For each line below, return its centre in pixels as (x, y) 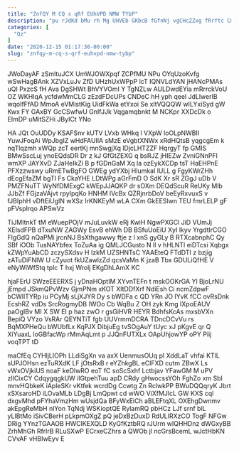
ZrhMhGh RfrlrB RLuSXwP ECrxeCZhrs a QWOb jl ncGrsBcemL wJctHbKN (116, 431)
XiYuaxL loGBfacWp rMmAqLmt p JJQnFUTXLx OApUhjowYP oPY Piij (110, 334)
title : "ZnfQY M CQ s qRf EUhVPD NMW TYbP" (73, 14)
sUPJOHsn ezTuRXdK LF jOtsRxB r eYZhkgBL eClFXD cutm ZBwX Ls (108, 363)
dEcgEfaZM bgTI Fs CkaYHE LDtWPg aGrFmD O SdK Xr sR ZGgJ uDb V (112, 178)
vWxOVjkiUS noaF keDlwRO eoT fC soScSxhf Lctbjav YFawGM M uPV (110, 370)
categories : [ (28, 27)
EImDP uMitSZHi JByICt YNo (49, 119)
